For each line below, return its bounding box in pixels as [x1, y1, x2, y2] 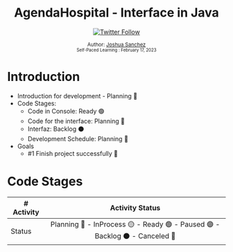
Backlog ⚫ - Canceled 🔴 [94, 231, 176, 240]
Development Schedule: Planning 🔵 [27, 134, 128, 143]
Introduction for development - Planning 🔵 [17, 91, 137, 100]
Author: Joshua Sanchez [87, 41, 146, 48]
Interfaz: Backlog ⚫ [27, 125, 85, 133]
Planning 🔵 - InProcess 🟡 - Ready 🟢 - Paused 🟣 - [50, 219, 221, 229]
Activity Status [110, 203, 161, 213]
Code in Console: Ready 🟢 [27, 107, 105, 115]
